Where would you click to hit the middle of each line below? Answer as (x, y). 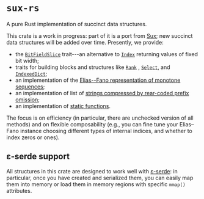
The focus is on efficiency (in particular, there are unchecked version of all (100, 118)
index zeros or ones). (33, 137)
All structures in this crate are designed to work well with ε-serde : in (92, 171)
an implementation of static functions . (63, 106)
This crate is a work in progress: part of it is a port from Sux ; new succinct (100, 35)
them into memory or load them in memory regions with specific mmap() (96, 184)
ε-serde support (38, 157)
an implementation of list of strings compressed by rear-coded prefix (102, 93)
